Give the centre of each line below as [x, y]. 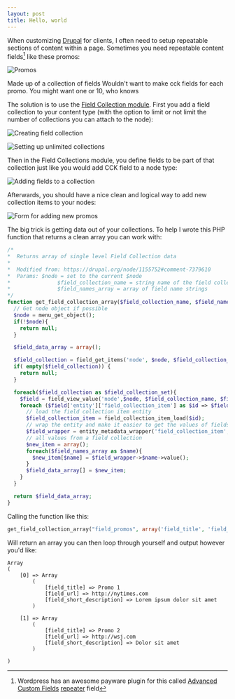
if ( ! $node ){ [31, 321]
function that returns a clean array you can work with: [85, 237]
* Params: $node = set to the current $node [74, 276]
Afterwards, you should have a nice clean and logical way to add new [107, 195]
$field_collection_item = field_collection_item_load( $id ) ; [115, 418]
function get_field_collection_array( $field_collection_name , [100, 302]
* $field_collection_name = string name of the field [109, 282]
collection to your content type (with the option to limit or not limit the [107, 112]
